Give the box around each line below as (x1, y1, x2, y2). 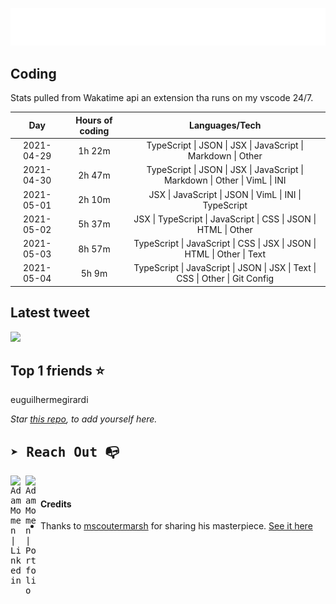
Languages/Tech (189, 119, 262, 132)
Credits (40, 498, 72, 510)
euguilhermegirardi (10, 394, 89, 406)
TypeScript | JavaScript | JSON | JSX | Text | (133, 262, 317, 274)
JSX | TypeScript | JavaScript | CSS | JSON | (133, 213, 317, 225)
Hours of (75, 114, 113, 126)
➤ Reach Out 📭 (10, 444, 120, 460)
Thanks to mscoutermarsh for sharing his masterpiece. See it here (40, 520, 313, 532)
